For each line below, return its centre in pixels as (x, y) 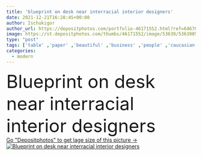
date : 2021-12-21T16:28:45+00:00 (48, 17)
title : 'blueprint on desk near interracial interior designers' (90, 12)
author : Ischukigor (31, 23)
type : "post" (23, 40)
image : (14, 34)
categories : (21, 51)
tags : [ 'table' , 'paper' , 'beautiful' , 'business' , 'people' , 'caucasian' (102, 46)
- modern (23, 56)
